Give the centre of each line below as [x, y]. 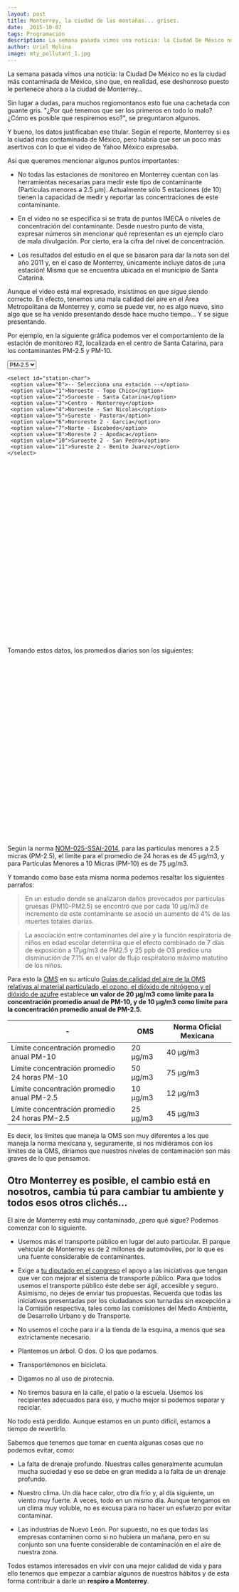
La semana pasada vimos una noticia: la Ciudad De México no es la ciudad [117, 74]
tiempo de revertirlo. [37, 1428]
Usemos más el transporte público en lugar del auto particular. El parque [124, 1241]
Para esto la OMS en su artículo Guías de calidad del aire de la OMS [107, 979]
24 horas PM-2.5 [40, 1118]
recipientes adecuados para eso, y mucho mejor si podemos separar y [121, 1400]
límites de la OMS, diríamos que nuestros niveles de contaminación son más [119, 1151]
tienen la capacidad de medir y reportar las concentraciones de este [118, 197]
